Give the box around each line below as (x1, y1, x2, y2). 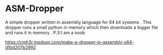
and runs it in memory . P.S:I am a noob (5, 29, 85, 35)
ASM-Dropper (5, 3, 64, 14)
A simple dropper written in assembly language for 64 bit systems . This (5, 19, 152, 25)
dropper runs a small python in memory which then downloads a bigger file (5, 24, 158, 30)
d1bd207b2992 (5, 44, 36, 50)
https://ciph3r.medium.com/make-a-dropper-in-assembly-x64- (5, 39, 134, 45)
